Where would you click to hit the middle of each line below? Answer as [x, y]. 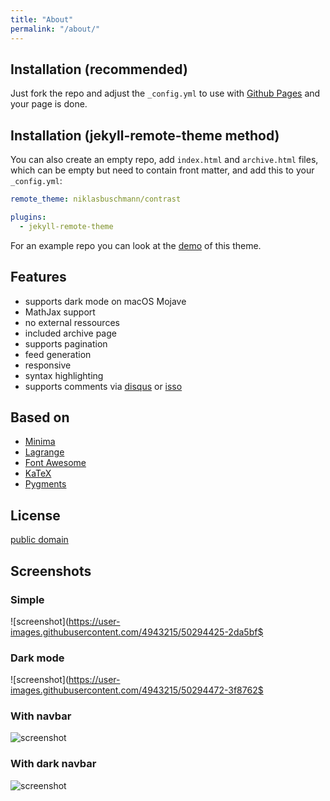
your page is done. [49, 104]
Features [38, 277]
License [35, 515]
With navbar [41, 716]
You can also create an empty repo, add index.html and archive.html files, [164, 160]
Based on [40, 417]
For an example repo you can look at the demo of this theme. [136, 245]
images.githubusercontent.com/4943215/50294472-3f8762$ [137, 690]
